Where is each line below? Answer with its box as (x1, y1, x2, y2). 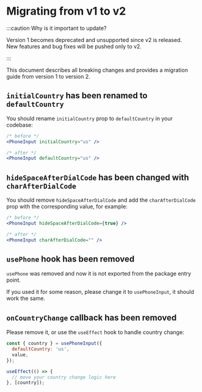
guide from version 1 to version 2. (6, 73, 90, 80)
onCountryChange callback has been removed (6, 312, 177, 323)
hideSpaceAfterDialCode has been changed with (6, 172, 189, 182)
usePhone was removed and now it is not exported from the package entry (6, 270, 191, 277)
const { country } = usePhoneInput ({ (6, 340, 103, 347)
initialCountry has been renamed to (6, 90, 148, 101)
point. (6, 276, 21, 284)
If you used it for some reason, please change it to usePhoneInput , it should (6, 288, 194, 296)
